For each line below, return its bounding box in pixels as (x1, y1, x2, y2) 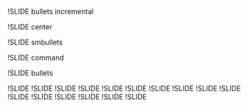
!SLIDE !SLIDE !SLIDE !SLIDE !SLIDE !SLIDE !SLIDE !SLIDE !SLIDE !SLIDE (7, 83, 241, 93)
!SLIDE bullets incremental (7, 7, 94, 16)
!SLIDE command (7, 53, 65, 62)
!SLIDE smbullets (7, 37, 63, 47)
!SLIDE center (7, 22, 53, 31)
